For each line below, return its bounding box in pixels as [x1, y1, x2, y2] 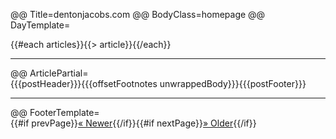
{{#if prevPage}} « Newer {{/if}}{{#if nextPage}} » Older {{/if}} [10, 117, 257, 129]
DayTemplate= [10, 19, 71, 31]
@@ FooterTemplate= [10, 107, 100, 118]
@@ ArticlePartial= [10, 67, 89, 79]
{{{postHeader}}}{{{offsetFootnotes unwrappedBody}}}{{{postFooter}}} [10, 78, 307, 89]
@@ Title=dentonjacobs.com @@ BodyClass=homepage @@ [10, 9, 266, 20]
